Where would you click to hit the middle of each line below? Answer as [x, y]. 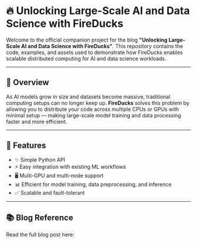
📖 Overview [28, 82]
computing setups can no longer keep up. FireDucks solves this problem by [98, 103]
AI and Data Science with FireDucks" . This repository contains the [102, 46]
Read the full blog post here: [40, 235]
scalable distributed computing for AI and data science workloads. [86, 58]
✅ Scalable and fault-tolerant [50, 192]
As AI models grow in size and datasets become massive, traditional [88, 96]
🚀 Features [26, 146]
